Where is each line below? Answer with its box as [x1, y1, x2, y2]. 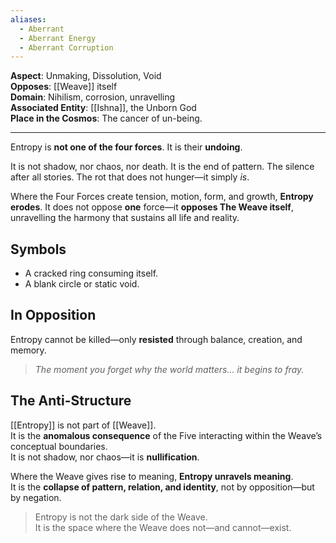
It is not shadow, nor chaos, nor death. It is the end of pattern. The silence [10, 161, 315, 173]
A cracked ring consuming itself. [24, 267, 159, 280]
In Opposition [10, 307, 97, 324]
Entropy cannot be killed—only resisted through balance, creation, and [10, 333, 303, 345]
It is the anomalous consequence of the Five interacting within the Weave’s [10, 429, 323, 441]
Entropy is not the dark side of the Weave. [34, 511, 208, 523]
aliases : [10, 14, 47, 25]
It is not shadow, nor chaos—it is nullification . [10, 451, 200, 463]
